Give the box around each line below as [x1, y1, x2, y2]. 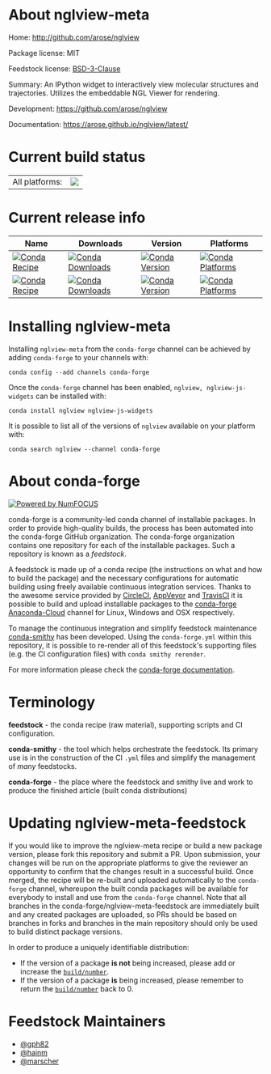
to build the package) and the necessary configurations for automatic [8, 573, 240, 583]
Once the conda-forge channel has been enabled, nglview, [8, 382, 203, 392]
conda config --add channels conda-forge [8, 368, 150, 376]
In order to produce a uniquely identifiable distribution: [8, 942, 190, 952]
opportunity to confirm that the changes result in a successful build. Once [8, 866, 254, 876]
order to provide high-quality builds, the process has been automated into [8, 523, 254, 533]
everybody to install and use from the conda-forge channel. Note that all [8, 892, 247, 902]
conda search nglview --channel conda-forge [8, 445, 161, 453]
